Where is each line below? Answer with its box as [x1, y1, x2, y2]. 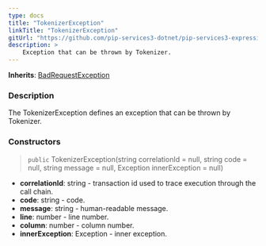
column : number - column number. [19, 220, 135, 230]
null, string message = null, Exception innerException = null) [27, 163, 224, 172]
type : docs [8, 11, 44, 20]
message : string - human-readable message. [19, 203, 169, 213]
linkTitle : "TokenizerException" [8, 26, 119, 34]
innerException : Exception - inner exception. [19, 229, 168, 238]
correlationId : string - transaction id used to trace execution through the [19, 178, 256, 187]
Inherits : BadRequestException [8, 71, 110, 79]
